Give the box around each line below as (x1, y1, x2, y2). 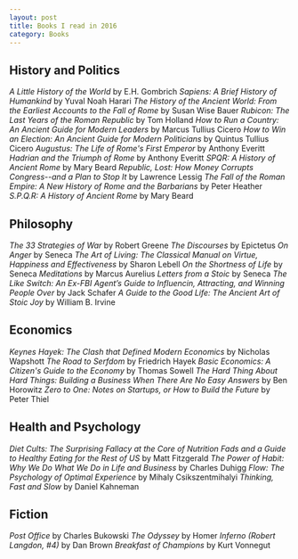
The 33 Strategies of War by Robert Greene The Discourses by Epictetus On (9, 240, 289, 251)
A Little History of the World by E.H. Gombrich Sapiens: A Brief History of (9, 86, 278, 97)
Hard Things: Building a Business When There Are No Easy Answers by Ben (9, 374, 287, 385)
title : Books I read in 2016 (9, 21, 117, 30)
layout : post (9, 12, 58, 22)
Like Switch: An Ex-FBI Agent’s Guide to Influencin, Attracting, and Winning (9, 278, 285, 288)
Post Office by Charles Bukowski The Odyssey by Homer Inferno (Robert (9, 530, 276, 541)
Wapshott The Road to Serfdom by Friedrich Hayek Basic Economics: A (9, 356, 271, 366)
